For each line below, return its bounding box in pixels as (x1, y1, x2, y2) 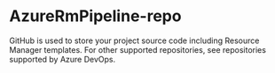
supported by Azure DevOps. (9, 54, 116, 64)
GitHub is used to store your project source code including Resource (9, 35, 260, 46)
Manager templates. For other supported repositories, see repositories (9, 44, 266, 55)
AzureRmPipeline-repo (9, 6, 182, 26)
